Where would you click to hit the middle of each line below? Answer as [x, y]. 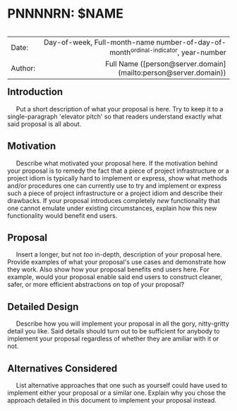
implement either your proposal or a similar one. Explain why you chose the [117, 393]
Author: [23, 68]
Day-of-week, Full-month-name [99, 42]
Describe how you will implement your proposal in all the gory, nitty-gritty [122, 324]
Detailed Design [43, 306]
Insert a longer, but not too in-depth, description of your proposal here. [119, 254]
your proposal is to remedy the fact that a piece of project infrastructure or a [118, 171]
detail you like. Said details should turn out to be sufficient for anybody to [114, 331]
